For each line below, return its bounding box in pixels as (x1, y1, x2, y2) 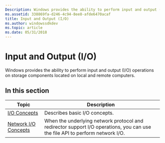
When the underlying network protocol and (44, 117, 143, 124)
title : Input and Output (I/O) (5, 16, 69, 21)
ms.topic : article (5, 25, 43, 30)
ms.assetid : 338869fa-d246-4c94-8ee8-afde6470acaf (5, 12, 111, 17)
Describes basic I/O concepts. (44, 109, 114, 116)
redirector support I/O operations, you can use (44, 123, 151, 130)
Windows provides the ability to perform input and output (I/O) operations (5, 67, 154, 73)
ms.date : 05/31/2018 (5, 30, 48, 35)
